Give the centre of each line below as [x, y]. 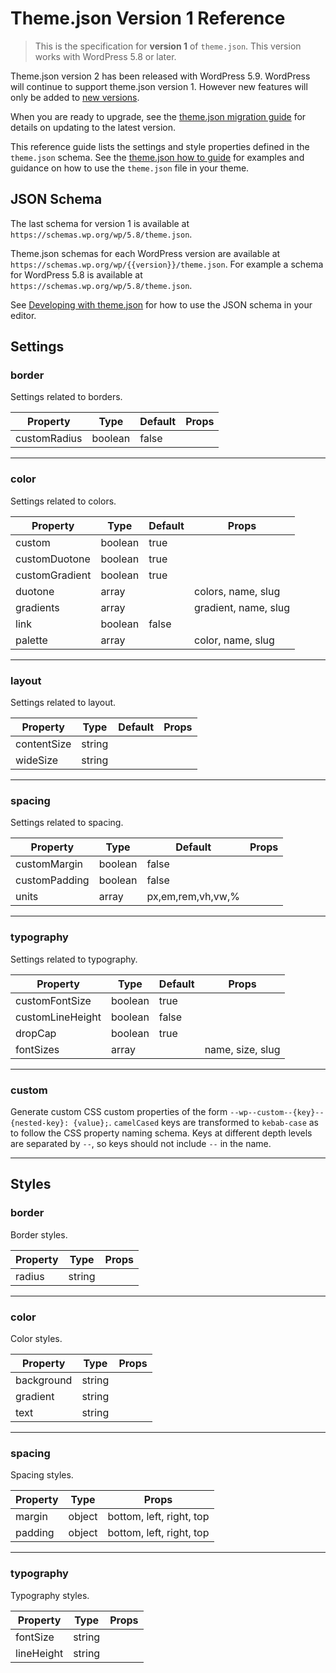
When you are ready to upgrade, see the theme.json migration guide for [158, 116]
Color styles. [36, 1338]
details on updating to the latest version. [93, 127]
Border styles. [39, 1234]
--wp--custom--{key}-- [277, 1112]
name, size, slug [242, 1049]
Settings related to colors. [63, 501]
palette [31, 640]
